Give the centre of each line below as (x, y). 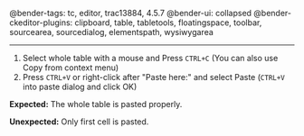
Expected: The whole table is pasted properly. (96, 104)
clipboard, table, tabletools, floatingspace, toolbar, (168, 23)
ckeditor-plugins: (41, 23)
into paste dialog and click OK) (80, 86)
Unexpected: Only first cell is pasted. (79, 122)
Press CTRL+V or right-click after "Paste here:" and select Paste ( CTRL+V (153, 77)
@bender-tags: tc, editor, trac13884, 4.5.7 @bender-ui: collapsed (130, 13)
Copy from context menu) (71, 68)
